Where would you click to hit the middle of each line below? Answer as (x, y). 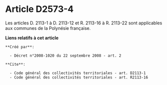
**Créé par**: (20, 47)
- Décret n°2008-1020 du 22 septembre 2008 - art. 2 (66, 56)
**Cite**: (15, 64)
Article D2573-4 (39, 9)
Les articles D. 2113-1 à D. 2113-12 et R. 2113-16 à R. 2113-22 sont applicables (84, 23)
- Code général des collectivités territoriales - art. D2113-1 (78, 73)
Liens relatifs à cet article (32, 38)
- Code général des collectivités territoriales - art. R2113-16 (79, 77)
